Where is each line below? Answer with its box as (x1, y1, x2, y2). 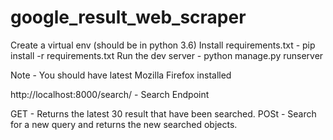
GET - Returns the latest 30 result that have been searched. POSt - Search (10, 107, 317, 120)
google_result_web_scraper (10, 6, 247, 29)
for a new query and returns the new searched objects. (10, 118, 238, 130)
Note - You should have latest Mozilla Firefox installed (10, 69, 232, 81)
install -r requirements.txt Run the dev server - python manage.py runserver (10, 49, 324, 61)
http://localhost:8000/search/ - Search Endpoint (10, 88, 210, 100)
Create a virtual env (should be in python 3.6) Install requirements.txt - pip (10, 39, 316, 51)
